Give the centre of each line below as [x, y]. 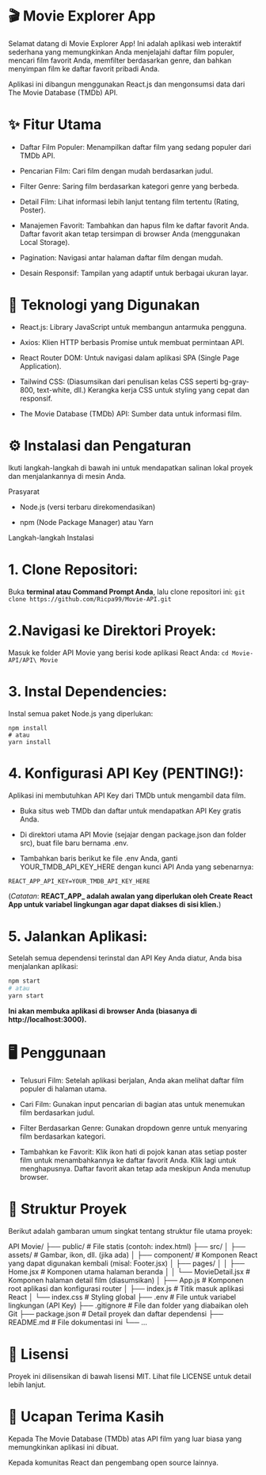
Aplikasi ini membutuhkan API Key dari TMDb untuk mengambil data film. [127, 795]
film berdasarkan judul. [57, 1113]
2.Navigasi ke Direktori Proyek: [112, 630]
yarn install [30, 742]
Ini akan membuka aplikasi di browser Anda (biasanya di [103, 1011]
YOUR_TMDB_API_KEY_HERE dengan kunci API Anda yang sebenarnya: [137, 867]
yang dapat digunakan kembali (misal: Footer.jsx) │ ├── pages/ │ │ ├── [127, 1263]
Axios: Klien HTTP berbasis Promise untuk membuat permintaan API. [132, 342]
